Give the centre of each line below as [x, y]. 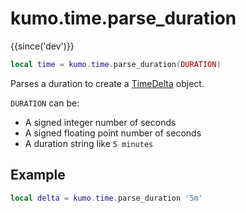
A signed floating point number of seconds [113, 133]
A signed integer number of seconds [100, 122]
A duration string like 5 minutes [89, 143]
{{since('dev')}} [42, 46]
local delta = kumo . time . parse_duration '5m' [106, 198]
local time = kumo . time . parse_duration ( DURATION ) [116, 64]
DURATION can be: [45, 103]
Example [38, 175]
